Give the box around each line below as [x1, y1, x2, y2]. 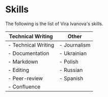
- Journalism [59, 41, 91, 48]
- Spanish [59, 74, 84, 82]
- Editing [8, 66, 30, 73]
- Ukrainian [59, 50, 87, 57]
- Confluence [8, 83, 41, 90]
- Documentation [8, 50, 49, 57]
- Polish [59, 58, 79, 65]
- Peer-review [8, 74, 43, 82]
